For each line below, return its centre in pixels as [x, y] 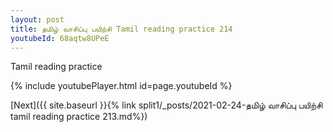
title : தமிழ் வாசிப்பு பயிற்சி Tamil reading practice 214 [121, 29]
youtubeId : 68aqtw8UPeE [60, 38]
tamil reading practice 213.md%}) [79, 117]
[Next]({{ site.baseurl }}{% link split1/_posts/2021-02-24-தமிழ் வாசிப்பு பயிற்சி [166, 105]
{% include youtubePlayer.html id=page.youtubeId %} [121, 86]
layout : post [37, 19]
